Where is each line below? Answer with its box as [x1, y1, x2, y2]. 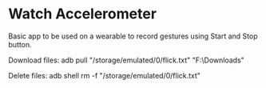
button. [8, 39, 32, 49]
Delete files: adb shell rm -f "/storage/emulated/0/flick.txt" [8, 70, 201, 80]
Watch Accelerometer [8, 5, 157, 23]
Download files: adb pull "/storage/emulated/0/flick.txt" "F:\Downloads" [8, 55, 245, 65]
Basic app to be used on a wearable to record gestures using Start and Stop [8, 31, 258, 41]
